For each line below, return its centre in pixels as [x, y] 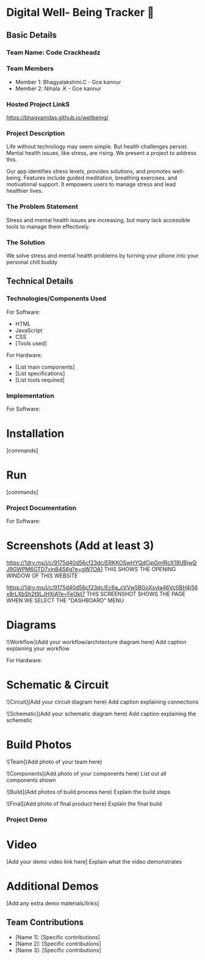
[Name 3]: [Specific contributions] [58, 950]
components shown [31, 780]
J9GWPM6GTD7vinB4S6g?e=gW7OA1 [55, 569]
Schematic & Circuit [57, 685]
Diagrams [31, 625]
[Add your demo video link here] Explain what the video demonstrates [94, 861]
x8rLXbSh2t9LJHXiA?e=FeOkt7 [46, 594]
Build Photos [39, 745]
